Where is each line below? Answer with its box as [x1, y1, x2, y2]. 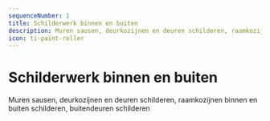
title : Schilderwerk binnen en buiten [8, 19, 138, 27]
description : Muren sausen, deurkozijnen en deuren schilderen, [8, 26, 228, 34]
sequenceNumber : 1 [8, 11, 70, 20]
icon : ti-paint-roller [8, 34, 84, 42]
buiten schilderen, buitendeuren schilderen [8, 103, 150, 113]
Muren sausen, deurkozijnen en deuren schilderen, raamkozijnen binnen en [8, 95, 258, 105]
